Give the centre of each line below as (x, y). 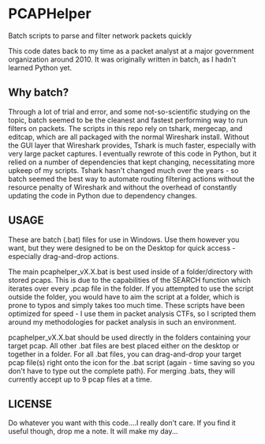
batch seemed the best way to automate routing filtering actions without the (131, 179)
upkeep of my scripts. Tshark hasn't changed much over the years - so (123, 170)
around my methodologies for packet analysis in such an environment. (122, 322)
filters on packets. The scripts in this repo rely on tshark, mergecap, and (125, 128)
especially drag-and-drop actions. (64, 256)
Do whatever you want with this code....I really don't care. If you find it (122, 423)
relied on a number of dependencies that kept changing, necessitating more (131, 162)
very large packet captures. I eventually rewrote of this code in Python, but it (132, 153)
